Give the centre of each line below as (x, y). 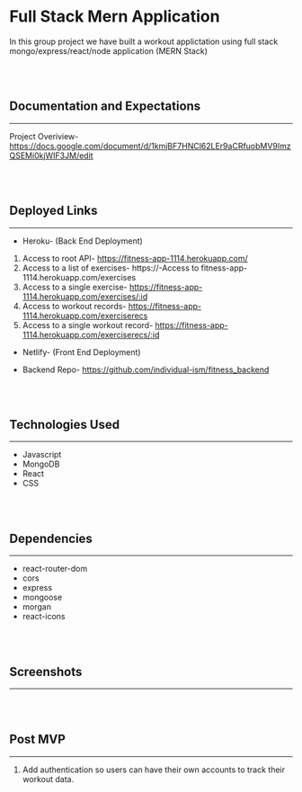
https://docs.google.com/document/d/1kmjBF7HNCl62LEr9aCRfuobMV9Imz (151, 146)
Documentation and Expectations (105, 107)
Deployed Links (53, 211)
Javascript (42, 455)
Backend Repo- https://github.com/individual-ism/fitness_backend (146, 369)
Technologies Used (64, 424)
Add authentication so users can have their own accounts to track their (154, 770)
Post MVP (37, 739)
